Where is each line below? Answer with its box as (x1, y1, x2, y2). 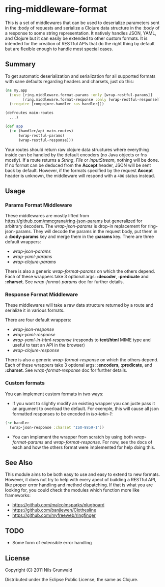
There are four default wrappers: (5, 317, 71, 323)
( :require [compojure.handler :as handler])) (9, 102, 105, 107)
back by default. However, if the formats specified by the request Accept (5, 167, 153, 173)
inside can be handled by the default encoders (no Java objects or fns (5, 151, 147, 158)
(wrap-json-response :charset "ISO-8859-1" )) (9, 425, 105, 430)
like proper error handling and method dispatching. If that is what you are (5, 482, 153, 488)
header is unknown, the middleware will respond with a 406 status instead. (5, 173, 156, 178)
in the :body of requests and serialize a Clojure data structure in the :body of (5, 25, 160, 30)
